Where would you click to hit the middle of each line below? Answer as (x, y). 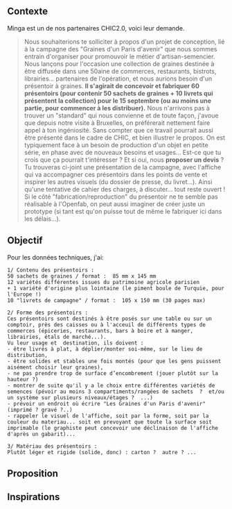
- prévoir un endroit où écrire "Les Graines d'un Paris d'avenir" (107, 403)
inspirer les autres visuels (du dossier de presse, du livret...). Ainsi (118, 182)
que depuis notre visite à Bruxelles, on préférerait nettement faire (117, 123)
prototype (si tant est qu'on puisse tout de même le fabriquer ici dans (123, 211)
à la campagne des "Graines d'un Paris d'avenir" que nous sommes (121, 49)
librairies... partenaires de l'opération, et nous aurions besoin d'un (118, 78)
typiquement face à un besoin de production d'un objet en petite (116, 144)
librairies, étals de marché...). (57, 337)
